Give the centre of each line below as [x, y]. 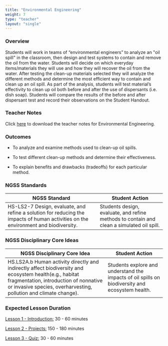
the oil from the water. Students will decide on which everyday [69, 62]
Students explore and [133, 264]
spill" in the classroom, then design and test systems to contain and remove [83, 57]
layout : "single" [23, 24]
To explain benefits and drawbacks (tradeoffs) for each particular [80, 167]
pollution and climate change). [43, 293]
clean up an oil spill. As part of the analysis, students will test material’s [78, 84]
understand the [126, 271]
